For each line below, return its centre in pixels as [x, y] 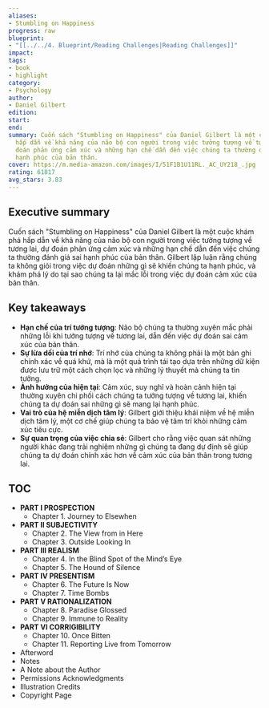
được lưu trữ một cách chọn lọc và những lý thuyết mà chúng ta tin [130, 370]
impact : [21, 53]
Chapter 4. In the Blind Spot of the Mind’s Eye [107, 559]
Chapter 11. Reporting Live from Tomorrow [101, 644]
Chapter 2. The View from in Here [87, 533]
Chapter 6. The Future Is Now [80, 585]
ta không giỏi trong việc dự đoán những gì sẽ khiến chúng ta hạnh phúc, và [132, 265]
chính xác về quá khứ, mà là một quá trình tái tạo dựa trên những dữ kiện [140, 361]
